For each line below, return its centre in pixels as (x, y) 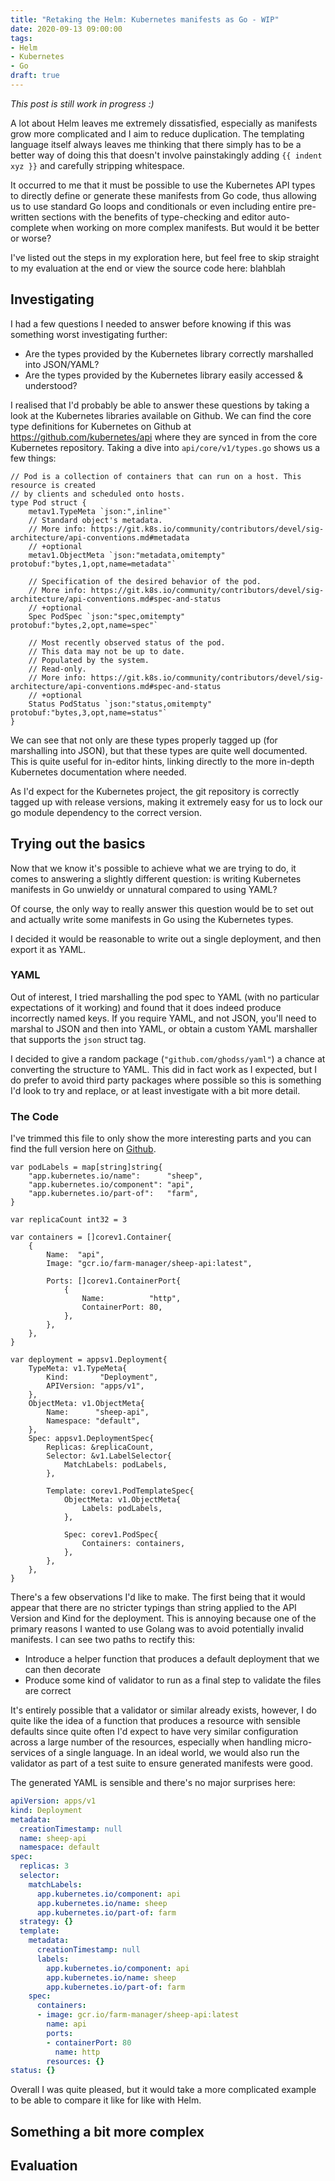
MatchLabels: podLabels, (115, 1465)
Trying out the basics (78, 844)
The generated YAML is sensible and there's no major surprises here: (153, 1783)
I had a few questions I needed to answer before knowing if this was (151, 323)
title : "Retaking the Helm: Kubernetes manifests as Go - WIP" (145, 19)
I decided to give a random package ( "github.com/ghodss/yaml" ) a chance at (168, 1058)
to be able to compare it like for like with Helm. (106, 2100)
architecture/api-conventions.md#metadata (100, 537)
